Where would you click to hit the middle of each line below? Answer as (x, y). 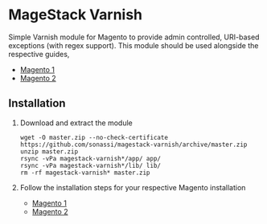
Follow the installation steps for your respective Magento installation (133, 187)
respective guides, (39, 54)
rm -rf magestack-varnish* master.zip (85, 173)
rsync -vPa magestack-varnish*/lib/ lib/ (90, 165)
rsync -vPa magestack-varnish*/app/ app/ (90, 158)
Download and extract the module (76, 123)
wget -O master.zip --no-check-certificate (94, 137)
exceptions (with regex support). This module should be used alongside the (133, 45)
